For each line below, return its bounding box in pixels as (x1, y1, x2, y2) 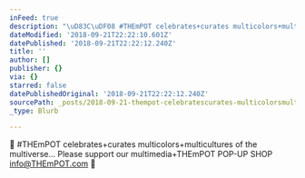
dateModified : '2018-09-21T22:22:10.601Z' (9, 30, 172, 39)
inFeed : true (9, 13, 59, 23)
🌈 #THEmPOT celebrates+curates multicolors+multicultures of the (9, 139, 258, 150)
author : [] (9, 55, 51, 64)
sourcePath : (9, 97, 54, 107)
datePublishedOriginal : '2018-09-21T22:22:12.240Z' (9, 89, 209, 98)
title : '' (9, 47, 47, 56)
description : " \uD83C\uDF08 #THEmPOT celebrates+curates (9, 22, 230, 31)
